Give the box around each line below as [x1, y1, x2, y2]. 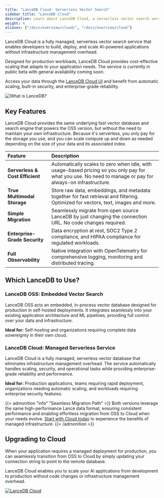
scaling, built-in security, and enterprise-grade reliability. [5, 83, 120, 89]
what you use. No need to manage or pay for [51, 173, 154, 180]
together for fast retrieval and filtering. [51, 193, 139, 200]
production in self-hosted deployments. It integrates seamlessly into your [5, 307, 152, 313]
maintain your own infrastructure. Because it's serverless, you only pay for [5, 130, 155, 136]
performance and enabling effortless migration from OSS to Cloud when [5, 411, 150, 416]
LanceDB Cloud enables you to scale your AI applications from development [5, 468, 159, 474]
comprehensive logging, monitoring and [51, 253, 143, 260]
